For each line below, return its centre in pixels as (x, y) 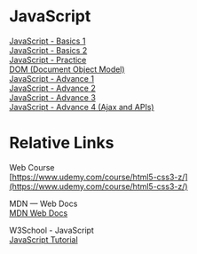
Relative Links (62, 143)
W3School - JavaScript (52, 230)
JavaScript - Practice (48, 60)
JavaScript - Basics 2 (48, 50)
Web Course (32, 167)
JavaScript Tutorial (43, 239)
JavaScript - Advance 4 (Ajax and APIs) (82, 107)
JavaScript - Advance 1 (52, 78)
